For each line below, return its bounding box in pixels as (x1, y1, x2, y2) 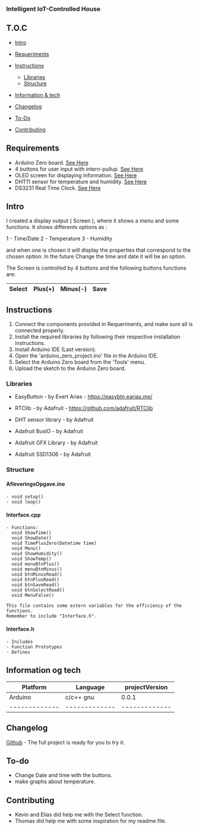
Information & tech (14, 91, 61, 98)
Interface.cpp (6, 511, 41, 519)
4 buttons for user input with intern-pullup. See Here (14, 165, 144, 173)
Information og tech (6, 665, 81, 675)
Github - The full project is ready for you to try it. (6, 738, 125, 746)
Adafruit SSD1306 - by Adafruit (14, 451, 91, 458)
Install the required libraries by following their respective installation (14, 333, 181, 340)
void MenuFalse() (11, 592, 55, 598)
